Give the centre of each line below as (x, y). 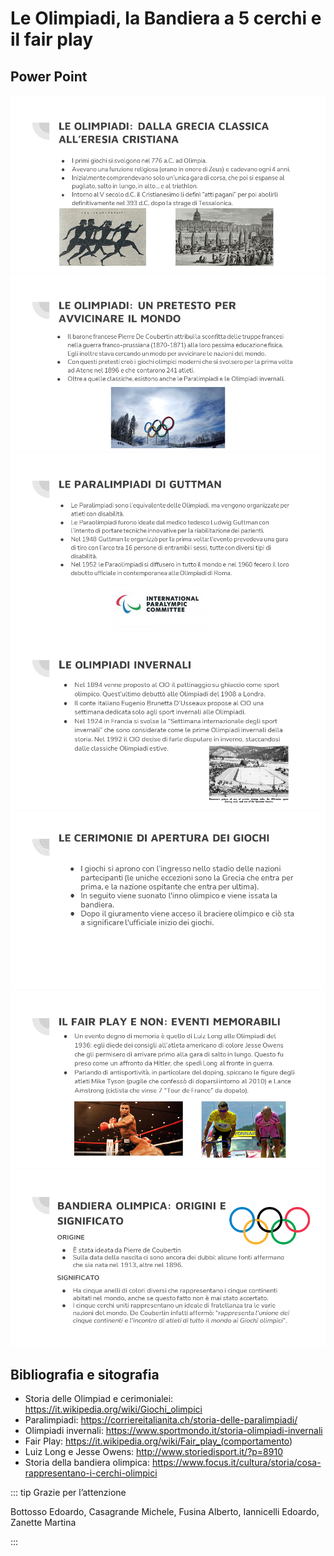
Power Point (49, 76)
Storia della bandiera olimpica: (87, 1463)
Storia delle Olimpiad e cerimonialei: (99, 1399)
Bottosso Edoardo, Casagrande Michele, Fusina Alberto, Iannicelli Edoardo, (165, 1512)
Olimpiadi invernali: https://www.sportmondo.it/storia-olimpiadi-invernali (173, 1431)
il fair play (52, 39)
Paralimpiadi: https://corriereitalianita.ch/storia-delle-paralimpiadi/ (161, 1420)
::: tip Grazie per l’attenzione (68, 1493)
